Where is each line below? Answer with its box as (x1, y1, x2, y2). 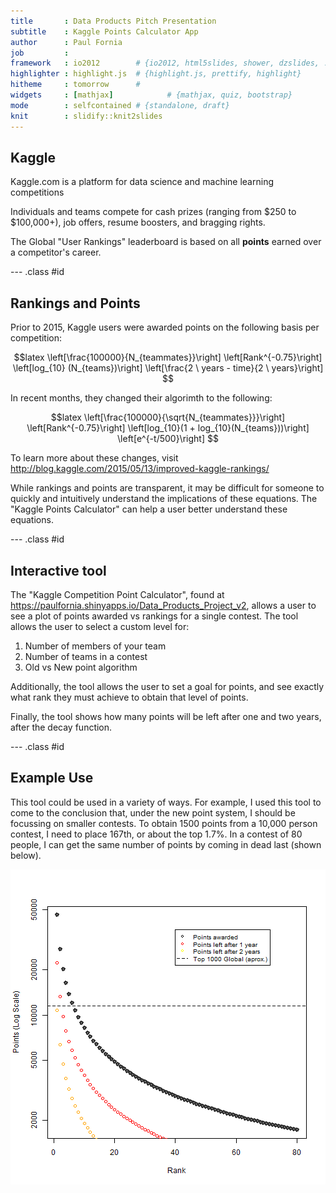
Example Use (10, 770, 94, 787)
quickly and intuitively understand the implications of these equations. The (10, 493, 318, 505)
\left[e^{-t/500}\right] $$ (117, 433, 219, 445)
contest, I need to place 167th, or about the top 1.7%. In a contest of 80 (10, 828, 303, 840)
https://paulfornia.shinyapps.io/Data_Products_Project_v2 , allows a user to (10, 599, 317, 611)
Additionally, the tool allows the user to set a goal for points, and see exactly (10, 680, 325, 692)
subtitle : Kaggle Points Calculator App (10, 26, 199, 37)
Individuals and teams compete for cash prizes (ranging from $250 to (10, 206, 297, 218)
